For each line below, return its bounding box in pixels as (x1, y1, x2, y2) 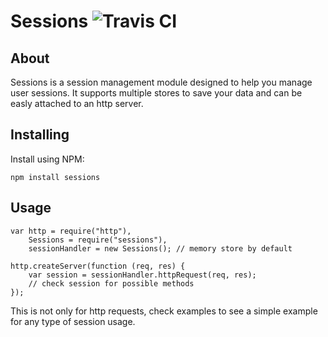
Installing (10, 126, 70, 144)
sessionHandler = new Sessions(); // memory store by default (28, 243, 293, 254)
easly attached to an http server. (10, 98, 144, 109)
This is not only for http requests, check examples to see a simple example (10, 305, 318, 317)
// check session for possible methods (28, 278, 195, 289)
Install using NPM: (10, 153, 85, 165)
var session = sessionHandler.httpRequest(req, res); (28, 270, 257, 280)
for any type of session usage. (10, 315, 136, 327)
